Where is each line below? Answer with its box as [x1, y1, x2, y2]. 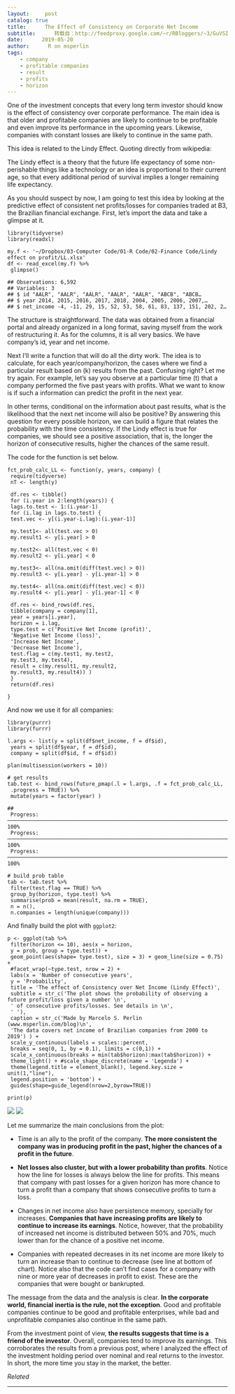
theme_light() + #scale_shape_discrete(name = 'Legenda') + [10, 1058, 190, 1065]
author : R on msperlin [7, 43, 90, 50]
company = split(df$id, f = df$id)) [10, 750, 117, 757]
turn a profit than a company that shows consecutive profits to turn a [17, 1185, 216, 1194]
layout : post [7, 10, 58, 18]
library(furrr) [7, 726, 52, 733]
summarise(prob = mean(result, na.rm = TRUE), [10, 897, 149, 904]
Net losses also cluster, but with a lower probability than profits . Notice [17, 1164, 228, 1172]
